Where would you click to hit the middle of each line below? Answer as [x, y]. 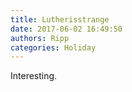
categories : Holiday [53, 47]
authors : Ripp [40, 38]
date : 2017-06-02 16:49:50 [66, 29]
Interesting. [34, 76]
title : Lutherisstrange [60, 19]
